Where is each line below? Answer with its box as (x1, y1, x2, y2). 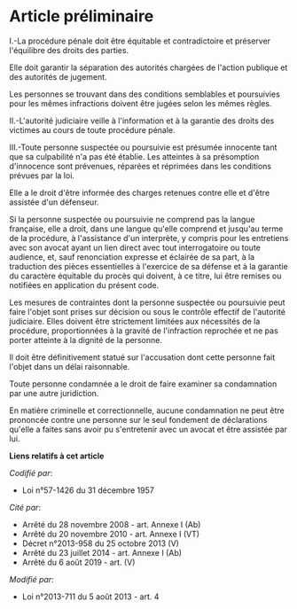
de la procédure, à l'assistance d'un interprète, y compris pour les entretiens (9, 232, 289, 243)
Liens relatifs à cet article (9, 450, 105, 461)
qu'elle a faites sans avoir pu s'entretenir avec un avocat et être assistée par (9, 424, 288, 434)
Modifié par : (9, 574, 55, 584)
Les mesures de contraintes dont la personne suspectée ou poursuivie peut (9, 297, 285, 308)
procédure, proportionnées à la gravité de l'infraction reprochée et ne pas (9, 325, 279, 336)
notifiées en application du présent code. (9, 279, 160, 290)
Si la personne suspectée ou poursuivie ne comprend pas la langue (9, 214, 255, 224)
